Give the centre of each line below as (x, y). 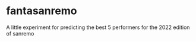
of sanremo (20, 33)
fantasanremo (42, 11)
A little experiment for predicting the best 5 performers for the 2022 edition (98, 27)
